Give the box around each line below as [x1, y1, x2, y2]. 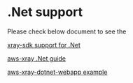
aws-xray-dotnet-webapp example [7, 68, 108, 76]
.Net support [7, 4, 83, 20]
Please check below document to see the [7, 27, 127, 36]
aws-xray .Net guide [7, 54, 66, 63]
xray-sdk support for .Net [7, 40, 80, 49]
